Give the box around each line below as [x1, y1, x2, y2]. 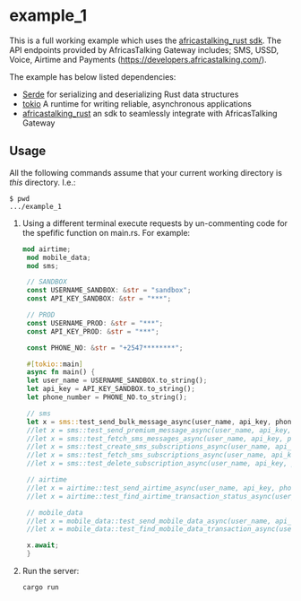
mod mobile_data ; [26, 253, 91, 262]
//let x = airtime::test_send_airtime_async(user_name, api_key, [26, 483, 276, 492]
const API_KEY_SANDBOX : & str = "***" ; [26, 294, 172, 303]
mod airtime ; [21, 244, 72, 254]
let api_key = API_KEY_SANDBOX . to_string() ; [26, 385, 195, 394]
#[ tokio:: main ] [26, 360, 83, 369]
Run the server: [21, 566, 80, 576]
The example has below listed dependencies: [9, 71, 176, 82]
